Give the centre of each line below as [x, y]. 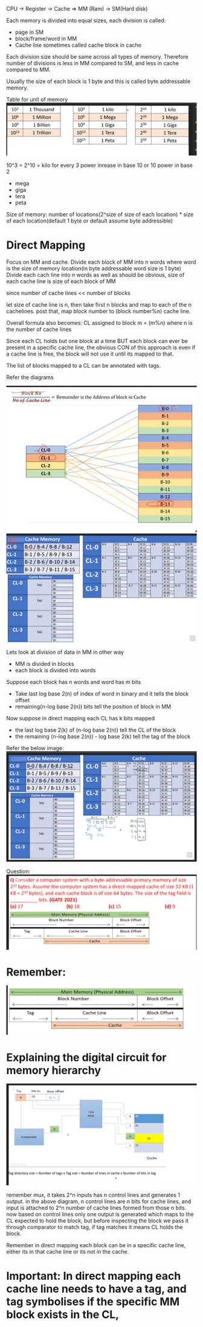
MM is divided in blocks [44, 664]
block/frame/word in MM [46, 38]
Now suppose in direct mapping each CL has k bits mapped [81, 719]
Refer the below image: [35, 748]
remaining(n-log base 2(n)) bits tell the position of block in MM [93, 706]
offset [22, 700]
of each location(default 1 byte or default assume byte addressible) [90, 221]
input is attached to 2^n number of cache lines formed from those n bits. [96, 1208]
